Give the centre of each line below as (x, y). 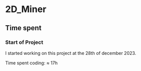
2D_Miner (26, 9)
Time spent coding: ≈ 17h (31, 63)
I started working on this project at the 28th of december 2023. (71, 53)
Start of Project (24, 42)
